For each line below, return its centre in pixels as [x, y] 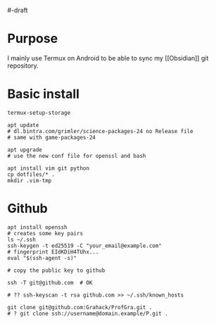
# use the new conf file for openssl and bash [77, 156]
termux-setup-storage [39, 113]
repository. [23, 66]
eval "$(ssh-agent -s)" [42, 258]
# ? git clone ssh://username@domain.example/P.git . [88, 313]
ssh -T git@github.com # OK [50, 282]
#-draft [18, 10]
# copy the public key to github [56, 270]
